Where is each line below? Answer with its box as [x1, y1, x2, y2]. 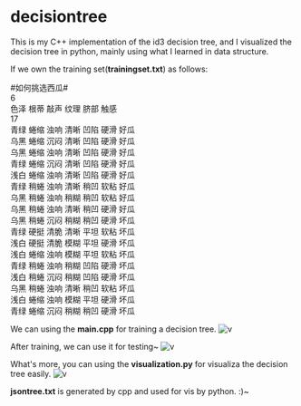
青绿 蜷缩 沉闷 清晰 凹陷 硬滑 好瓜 [10, 158, 135, 169]
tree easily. [10, 368, 52, 379]
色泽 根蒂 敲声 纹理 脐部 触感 [10, 102, 117, 114]
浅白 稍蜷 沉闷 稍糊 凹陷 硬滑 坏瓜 [10, 271, 135, 282]
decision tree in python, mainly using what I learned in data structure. [10, 45, 269, 56]
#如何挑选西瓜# [10, 82, 69, 92]
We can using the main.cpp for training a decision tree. [10, 324, 217, 334]
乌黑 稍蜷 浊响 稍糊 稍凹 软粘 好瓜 [10, 192, 135, 203]
